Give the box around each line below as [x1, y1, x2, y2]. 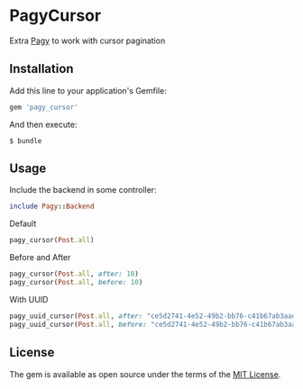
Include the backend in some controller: [9, 185, 157, 195]
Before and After [9, 252, 71, 263]
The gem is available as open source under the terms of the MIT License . [9, 368, 281, 379]
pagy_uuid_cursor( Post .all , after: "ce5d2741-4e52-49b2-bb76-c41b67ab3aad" [9, 312, 300, 321]
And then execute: [9, 119, 78, 130]
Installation [9, 61, 74, 77]
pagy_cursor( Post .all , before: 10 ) [9, 278, 143, 287]
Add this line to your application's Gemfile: [9, 85, 167, 95]
